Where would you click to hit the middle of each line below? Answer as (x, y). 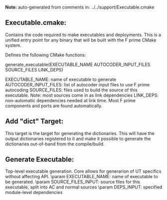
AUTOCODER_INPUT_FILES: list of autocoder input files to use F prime (78, 84)
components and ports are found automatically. (54, 106)
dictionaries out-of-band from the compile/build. (55, 144)
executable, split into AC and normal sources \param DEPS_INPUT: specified (84, 187)
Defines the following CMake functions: (46, 55)
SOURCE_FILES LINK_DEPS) (34, 69)
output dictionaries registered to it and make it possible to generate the (78, 138)
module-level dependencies (34, 193)
